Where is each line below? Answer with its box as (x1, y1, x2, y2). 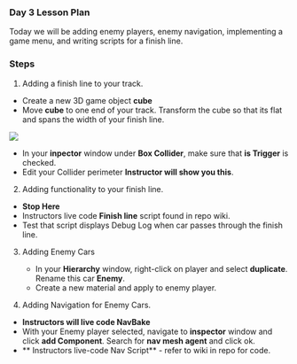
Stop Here (21, 201, 60, 212)
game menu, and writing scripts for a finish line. (9, 35, 184, 46)
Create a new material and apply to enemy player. (35, 282, 217, 293)
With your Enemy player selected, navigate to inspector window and (21, 326, 273, 337)
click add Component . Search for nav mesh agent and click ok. (21, 335, 255, 346)
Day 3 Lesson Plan (9, 6, 90, 19)
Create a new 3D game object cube (21, 95, 152, 105)
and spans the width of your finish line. (21, 113, 165, 125)
